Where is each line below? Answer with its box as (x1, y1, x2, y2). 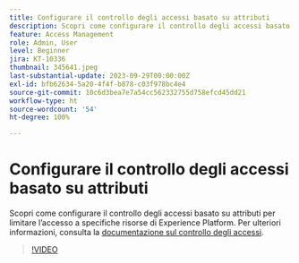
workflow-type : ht (9, 96, 78, 106)
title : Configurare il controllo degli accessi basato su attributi (9, 13, 270, 22)
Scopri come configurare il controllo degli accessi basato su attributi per (9, 208, 276, 219)
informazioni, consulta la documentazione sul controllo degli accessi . (9, 227, 264, 238)
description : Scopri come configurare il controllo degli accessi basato (9, 21, 291, 30)
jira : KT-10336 (9, 55, 66, 64)
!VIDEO (30, 244, 58, 255)
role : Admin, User (9, 38, 78, 47)
